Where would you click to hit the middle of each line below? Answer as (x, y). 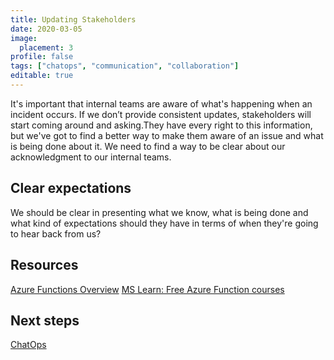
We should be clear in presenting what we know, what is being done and (159, 212)
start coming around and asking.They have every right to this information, (161, 125)
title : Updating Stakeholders (73, 19)
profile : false (42, 57)
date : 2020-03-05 (46, 29)
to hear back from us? (56, 233)
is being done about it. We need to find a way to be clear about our (148, 146)
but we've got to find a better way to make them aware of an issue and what (167, 135)
